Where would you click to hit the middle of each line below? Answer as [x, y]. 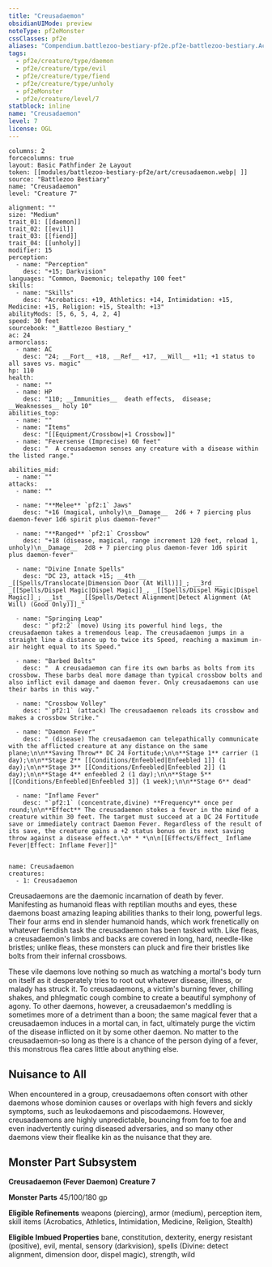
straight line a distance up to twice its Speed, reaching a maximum [128, 640]
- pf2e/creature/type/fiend [63, 76]
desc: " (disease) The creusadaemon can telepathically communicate [141, 739]
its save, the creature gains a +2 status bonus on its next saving [126, 831]
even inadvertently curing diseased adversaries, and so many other [121, 1128]
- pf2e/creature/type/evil [61, 69]
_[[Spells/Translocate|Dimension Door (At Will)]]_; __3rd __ [115, 583]
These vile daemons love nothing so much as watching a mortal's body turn [135, 972]
